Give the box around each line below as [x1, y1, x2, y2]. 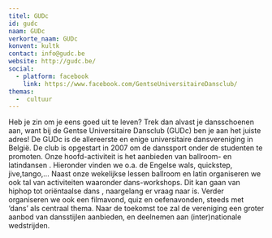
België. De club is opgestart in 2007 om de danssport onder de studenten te [8, 143, 263, 153]
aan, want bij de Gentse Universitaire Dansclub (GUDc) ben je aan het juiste [8, 126, 261, 136]
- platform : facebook [15, 72, 89, 80]
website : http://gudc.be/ [8, 58, 96, 66]
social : [8, 65, 35, 73]
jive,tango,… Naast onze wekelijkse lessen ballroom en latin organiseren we [8, 169, 261, 179]
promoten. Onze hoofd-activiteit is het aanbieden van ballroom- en [8, 152, 232, 162]
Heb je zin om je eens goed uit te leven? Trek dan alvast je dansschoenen [8, 117, 254, 127]
